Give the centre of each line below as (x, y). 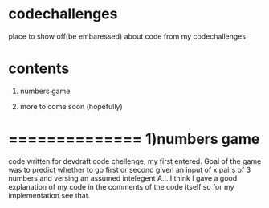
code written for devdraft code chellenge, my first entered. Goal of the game (135, 161)
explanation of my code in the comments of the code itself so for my (121, 186)
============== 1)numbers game (134, 139)
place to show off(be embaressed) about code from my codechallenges (127, 36)
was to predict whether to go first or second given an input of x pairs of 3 (130, 169)
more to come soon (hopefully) (71, 106)
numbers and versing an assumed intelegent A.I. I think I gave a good (123, 178)
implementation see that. (49, 195)
